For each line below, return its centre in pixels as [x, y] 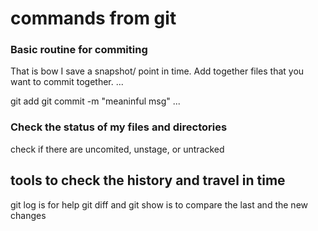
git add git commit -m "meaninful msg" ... [95, 101]
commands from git [93, 18]
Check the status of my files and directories [119, 127]
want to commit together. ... [67, 82]
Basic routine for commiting [79, 50]
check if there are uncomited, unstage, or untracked [117, 149]
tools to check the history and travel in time [148, 180]
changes [28, 215]
